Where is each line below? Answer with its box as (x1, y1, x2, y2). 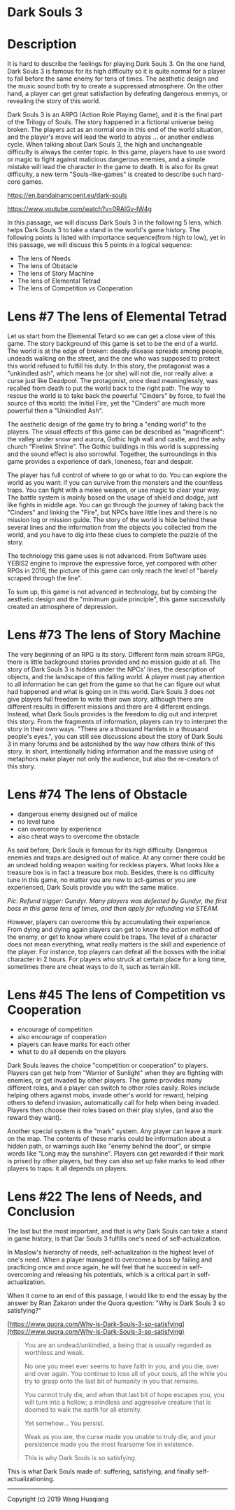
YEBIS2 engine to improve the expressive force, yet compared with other (7, 559, 217, 568)
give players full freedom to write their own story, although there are (7, 695, 204, 703)
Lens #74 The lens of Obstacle (7, 787, 187, 803)
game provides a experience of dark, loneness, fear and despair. (7, 457, 194, 466)
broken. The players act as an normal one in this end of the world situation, (7, 126, 223, 134)
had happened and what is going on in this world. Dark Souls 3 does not (7, 688, 215, 695)
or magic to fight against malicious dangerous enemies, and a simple (7, 155, 206, 163)
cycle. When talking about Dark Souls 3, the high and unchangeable (7, 140, 203, 149)
